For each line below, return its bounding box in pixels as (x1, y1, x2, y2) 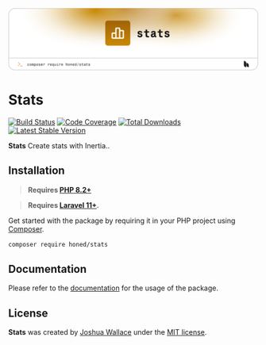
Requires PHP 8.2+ (27, 185, 92, 194)
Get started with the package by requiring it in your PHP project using (8, 216, 236, 225)
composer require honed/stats (8, 240, 109, 248)
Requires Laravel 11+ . (27, 200, 99, 209)
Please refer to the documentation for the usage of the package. (8, 283, 219, 293)
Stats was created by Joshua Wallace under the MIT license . (8, 328, 207, 337)
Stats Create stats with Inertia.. (8, 140, 110, 150)
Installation (8, 164, 65, 178)
